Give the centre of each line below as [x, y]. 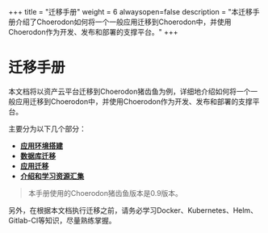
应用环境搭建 [41, 146]
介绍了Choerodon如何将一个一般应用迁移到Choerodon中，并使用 [123, 22]
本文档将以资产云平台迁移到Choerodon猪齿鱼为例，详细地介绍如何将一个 [130, 91]
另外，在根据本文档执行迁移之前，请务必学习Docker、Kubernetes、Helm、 [133, 210]
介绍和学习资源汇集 [52, 176]
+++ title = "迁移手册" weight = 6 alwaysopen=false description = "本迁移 [130, 12]
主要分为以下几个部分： [47, 128]
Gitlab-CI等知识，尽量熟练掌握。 [62, 220]
